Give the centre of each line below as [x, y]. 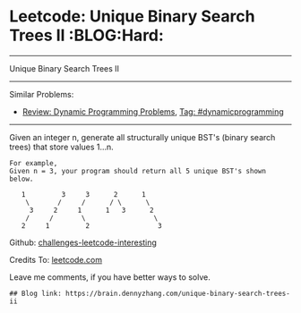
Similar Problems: [42, 94]
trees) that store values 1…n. [61, 147]
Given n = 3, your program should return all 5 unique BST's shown [138, 171]
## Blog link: [36, 293]
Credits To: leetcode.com [56, 259]
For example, [34, 163]
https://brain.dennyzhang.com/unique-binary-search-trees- [178, 293]
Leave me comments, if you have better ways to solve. [110, 277]
